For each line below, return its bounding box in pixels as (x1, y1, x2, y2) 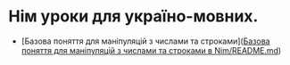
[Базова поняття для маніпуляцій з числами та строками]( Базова (21, 36, 270, 46)
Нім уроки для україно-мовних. (8, 6, 259, 27)
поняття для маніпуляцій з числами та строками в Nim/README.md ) (21, 45, 282, 55)
